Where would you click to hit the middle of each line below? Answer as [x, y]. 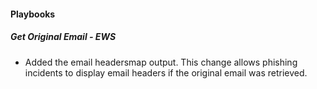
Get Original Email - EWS [63, 37]
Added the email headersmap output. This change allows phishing [161, 62]
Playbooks [33, 14]
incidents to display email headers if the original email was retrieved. [166, 72]
